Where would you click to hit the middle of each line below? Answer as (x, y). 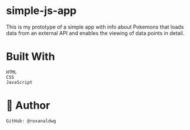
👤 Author (28, 106)
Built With (30, 57)
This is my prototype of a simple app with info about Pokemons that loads (95, 27)
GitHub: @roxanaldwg (31, 121)
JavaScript (19, 82)
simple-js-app (41, 11)
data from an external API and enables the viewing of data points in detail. (95, 33)
